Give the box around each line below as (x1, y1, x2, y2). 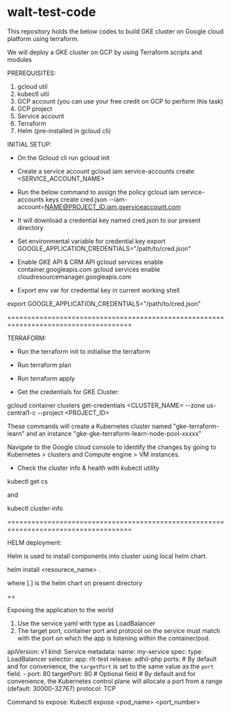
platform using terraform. (7, 34, 79, 42)
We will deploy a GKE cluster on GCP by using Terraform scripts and (7, 48, 203, 56)
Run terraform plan (17, 361, 71, 369)
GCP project (17, 104, 53, 113)
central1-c (7, 408, 36, 417)
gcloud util (17, 82, 48, 90)
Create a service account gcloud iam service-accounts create (17, 167, 195, 175)
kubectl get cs (7, 477, 49, 485)
